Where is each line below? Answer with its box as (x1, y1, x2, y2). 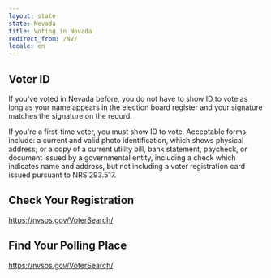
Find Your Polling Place (8, 239, 127, 253)
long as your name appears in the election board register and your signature (8, 102, 263, 112)
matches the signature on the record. (8, 111, 132, 120)
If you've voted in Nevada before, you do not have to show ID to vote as (8, 93, 248, 103)
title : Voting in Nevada (8, 27, 92, 35)
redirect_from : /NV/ (8, 34, 79, 43)
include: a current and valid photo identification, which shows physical (8, 135, 244, 145)
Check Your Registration (8, 193, 135, 207)
